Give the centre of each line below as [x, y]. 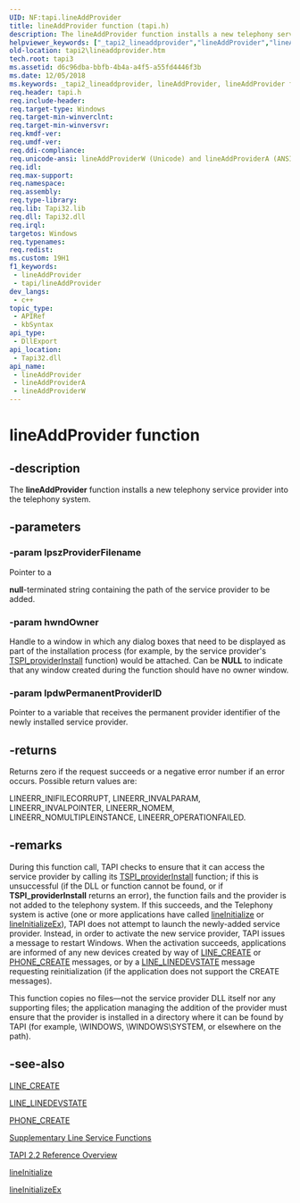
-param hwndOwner [54, 622]
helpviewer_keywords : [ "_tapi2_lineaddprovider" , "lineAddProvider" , [139, 42]
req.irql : [28, 225]
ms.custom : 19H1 [39, 259]
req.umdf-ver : [36, 142]
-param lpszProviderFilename [75, 553]
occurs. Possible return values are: [73, 781]
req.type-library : [43, 200]
